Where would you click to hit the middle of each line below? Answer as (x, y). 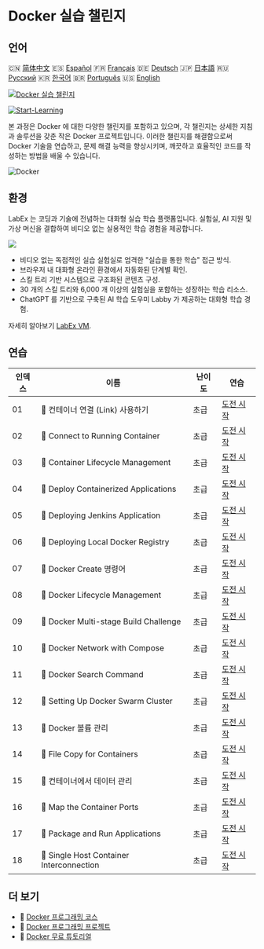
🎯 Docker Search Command (92, 674)
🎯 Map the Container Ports (90, 807)
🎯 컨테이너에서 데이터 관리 (87, 781)
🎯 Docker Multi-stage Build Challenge (111, 621)
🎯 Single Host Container (85, 855)
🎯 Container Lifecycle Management (106, 462)
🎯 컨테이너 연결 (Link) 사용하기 (95, 409)
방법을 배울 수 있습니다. (64, 156)
